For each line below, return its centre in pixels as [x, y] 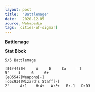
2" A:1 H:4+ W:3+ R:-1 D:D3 [48, 86]
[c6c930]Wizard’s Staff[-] [32, 82]
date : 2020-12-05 [25, 19]
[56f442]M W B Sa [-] [43, 69]
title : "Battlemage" [27, 14]
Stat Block [16, 51]
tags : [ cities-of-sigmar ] [31, 28]
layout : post [18, 10]
